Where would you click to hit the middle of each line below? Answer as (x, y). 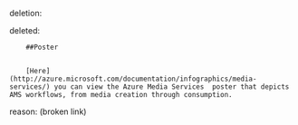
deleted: (25, 30)
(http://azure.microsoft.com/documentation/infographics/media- (133, 79)
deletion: (26, 13)
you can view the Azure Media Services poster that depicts (172, 87)
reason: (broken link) (48, 111)
